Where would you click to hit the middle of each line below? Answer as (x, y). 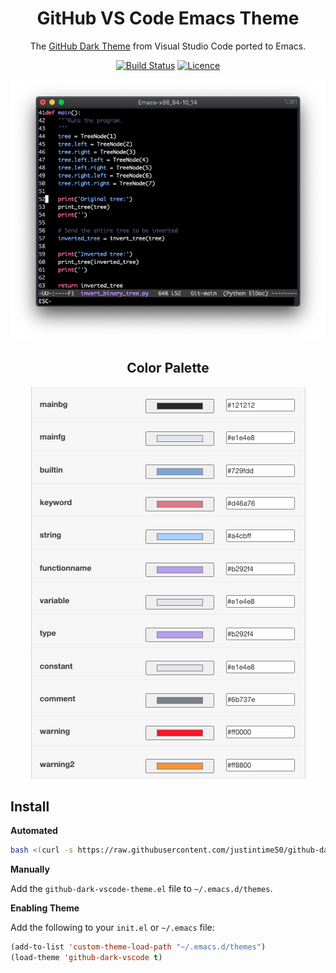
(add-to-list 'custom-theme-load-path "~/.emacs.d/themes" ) (138, 947)
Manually (30, 869)
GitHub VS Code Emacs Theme (168, 18)
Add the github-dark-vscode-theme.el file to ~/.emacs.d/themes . (141, 889)
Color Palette (168, 368)
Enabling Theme (45, 908)
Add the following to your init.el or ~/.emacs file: (112, 928)
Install (30, 806)
